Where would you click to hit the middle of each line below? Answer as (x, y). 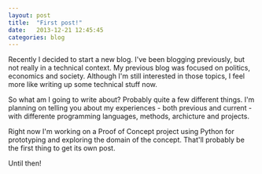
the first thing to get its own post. (62, 148)
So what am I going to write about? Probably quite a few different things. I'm (131, 100)
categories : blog (37, 37)
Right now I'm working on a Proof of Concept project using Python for (121, 132)
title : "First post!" (45, 23)
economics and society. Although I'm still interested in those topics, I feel (127, 76)
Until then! (25, 163)
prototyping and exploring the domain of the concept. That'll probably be (127, 140)
